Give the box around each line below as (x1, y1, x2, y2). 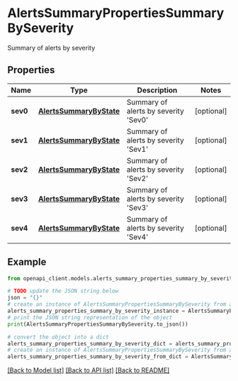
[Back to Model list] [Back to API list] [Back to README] (7, 366, 170, 375)
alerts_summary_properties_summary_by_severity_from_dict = (7, 353, 189, 360)
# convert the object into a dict (7, 333, 110, 341)
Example (7, 256, 47, 268)
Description (137, 85, 178, 95)
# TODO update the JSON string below (7, 287, 119, 295)
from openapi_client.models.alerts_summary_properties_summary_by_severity (7, 275, 236, 282)
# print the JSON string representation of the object (7, 314, 173, 321)
